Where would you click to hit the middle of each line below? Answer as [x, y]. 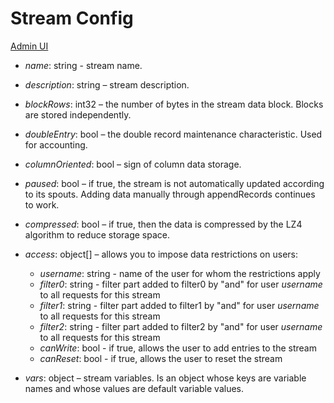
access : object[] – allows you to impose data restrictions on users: [161, 254]
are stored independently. [78, 114]
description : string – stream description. [107, 84]
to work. [42, 204]
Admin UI [29, 46]
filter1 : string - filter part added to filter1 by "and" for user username [179, 305]
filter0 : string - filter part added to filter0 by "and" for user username [181, 284]
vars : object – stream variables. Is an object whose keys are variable [165, 378]
